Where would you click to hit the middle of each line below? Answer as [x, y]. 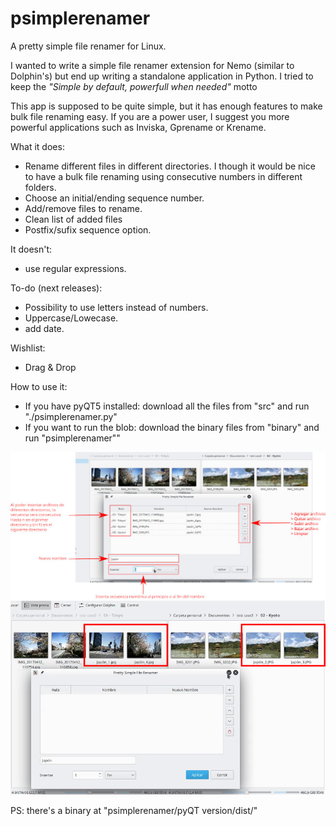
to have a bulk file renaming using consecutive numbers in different [163, 176]
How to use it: [39, 386]
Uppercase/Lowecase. [71, 318]
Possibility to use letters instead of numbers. [116, 307]
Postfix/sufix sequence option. [88, 229]
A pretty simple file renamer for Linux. [88, 46]
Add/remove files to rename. [83, 208]
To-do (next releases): [56, 288]
